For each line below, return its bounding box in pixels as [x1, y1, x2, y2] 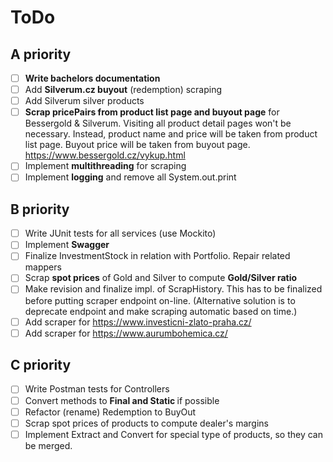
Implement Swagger [24, 239, 110, 251]
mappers [24, 261, 62, 273]
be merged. [24, 439, 73, 451]
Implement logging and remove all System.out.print [24, 171, 237, 183]
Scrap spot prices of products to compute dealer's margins [24, 417, 269, 429]
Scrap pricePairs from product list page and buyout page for [24, 106, 280, 118]
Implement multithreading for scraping [24, 160, 187, 172]
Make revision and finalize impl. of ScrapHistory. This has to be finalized [24, 283, 323, 295]
